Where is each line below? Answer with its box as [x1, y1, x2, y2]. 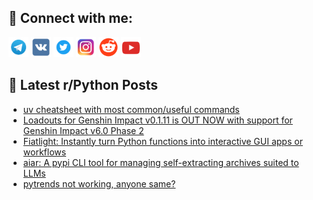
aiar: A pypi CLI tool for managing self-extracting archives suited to [22, 156, 300, 168]
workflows [22, 146, 67, 158]
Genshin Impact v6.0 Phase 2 [22, 124, 145, 136]
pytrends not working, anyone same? [22, 177, 176, 190]
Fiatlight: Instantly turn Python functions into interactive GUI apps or [22, 135, 303, 147]
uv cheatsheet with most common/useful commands [22, 103, 240, 115]
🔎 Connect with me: [8, 10, 133, 27]
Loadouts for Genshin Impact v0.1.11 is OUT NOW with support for [22, 114, 293, 126]
